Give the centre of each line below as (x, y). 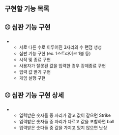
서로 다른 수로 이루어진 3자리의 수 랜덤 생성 (60, 47)
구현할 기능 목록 (27, 9)
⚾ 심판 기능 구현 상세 (34, 95)
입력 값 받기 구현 (35, 72)
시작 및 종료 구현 (35, 60)
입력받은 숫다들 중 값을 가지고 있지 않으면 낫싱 (63, 128)
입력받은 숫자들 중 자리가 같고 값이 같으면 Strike (65, 115)
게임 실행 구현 (32, 78)
